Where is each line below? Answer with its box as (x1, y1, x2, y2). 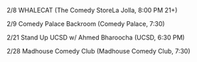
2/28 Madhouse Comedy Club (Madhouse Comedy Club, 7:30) (6, 47, 191, 55)
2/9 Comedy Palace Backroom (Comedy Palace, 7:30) (6, 20, 165, 27)
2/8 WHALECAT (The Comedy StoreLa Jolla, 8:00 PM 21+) (6, 6, 178, 14)
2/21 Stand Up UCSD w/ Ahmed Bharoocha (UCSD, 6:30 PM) (6, 33, 186, 42)
